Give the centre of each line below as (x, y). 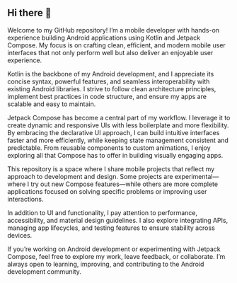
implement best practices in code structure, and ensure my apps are (107, 96)
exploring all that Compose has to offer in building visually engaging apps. (115, 155)
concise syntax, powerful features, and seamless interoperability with (109, 81)
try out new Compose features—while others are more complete (124, 184)
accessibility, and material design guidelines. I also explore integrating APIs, (118, 220)
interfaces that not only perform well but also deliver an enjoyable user (110, 52)
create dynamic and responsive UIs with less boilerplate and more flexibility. (118, 125)
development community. (44, 271)
